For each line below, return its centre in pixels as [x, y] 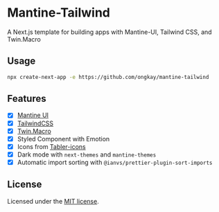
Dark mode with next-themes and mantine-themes [87, 154]
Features [27, 99]
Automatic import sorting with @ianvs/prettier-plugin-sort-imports [115, 162]
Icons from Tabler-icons [51, 146]
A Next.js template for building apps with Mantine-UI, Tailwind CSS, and [110, 32]
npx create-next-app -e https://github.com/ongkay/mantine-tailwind [108, 77]
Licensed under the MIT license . [53, 201]
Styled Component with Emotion [63, 139]
